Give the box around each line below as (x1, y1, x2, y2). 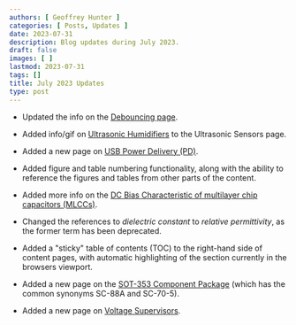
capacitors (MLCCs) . (21, 198, 98, 209)
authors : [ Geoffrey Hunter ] (9, 12, 121, 22)
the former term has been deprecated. (21, 225, 162, 236)
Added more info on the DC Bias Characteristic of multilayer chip (21, 190, 258, 200)
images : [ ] (9, 54, 53, 63)
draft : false (9, 46, 57, 55)
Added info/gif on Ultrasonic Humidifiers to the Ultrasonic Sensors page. (21, 128, 287, 139)
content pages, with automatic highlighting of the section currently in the (21, 251, 287, 262)
